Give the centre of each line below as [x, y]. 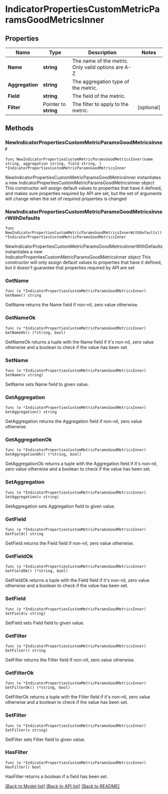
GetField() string [24, 534]
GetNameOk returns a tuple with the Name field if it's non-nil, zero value [79, 342]
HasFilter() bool [23, 767]
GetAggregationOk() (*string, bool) [43, 454]
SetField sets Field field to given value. [45, 622]
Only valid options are [98, 67]
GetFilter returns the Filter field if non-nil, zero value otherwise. [70, 660]
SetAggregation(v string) [32, 497]
